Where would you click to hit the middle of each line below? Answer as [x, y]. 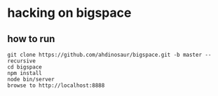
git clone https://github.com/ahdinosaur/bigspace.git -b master [104, 55]
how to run [31, 39]
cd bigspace [25, 67]
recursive [22, 61]
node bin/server [31, 79]
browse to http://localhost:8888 [56, 85]
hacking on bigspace [69, 13]
